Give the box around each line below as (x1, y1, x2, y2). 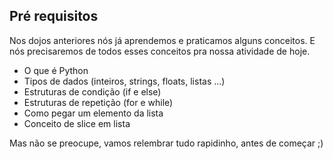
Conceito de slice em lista (23, 117, 131, 129)
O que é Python (23, 64, 89, 76)
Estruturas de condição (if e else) (23, 85, 162, 98)
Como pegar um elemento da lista (23, 107, 164, 119)
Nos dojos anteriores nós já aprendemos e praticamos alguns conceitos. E (9, 34, 316, 46)
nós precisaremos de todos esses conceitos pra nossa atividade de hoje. (9, 45, 311, 57)
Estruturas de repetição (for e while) (23, 96, 174, 108)
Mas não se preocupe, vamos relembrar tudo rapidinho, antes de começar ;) (9, 137, 324, 149)
